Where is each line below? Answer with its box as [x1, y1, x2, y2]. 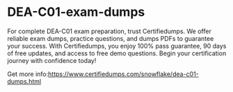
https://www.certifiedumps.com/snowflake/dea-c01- [47, 70, 200, 78]
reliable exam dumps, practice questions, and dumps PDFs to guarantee [7, 34, 214, 42]
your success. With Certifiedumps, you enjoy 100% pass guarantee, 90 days [7, 42, 227, 50]
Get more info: [7, 70, 49, 78]
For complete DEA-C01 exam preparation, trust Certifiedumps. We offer [7, 27, 212, 35]
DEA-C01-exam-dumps [7, 4, 145, 20]
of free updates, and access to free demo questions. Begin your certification [7, 49, 227, 57]
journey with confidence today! [7, 56, 97, 64]
